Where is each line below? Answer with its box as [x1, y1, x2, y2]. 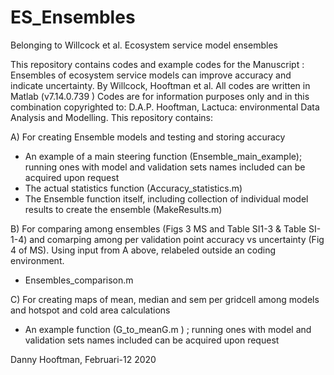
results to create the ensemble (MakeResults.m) [24, 203, 223, 215]
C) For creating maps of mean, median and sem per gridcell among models [10, 293, 320, 305]
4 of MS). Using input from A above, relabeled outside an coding [10, 244, 277, 256]
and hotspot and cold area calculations [10, 304, 171, 316]
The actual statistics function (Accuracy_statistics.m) [24, 182, 243, 194]
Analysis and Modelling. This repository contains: [10, 111, 214, 123]
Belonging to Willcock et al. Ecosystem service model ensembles [10, 39, 278, 51]
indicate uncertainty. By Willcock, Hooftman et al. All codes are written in [10, 79, 311, 91]
